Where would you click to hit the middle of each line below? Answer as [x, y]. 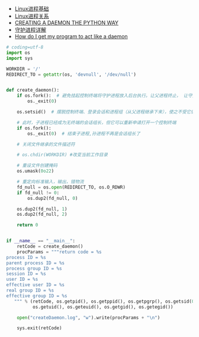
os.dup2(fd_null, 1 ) [42, 209]
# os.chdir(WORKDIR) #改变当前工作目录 [62, 155]
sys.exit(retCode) [39, 328]
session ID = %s [26, 274]
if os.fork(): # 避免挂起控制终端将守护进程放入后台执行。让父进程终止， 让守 [105, 96]
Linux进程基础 [32, 9]
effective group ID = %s [37, 296]
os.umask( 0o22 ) [36, 171]
